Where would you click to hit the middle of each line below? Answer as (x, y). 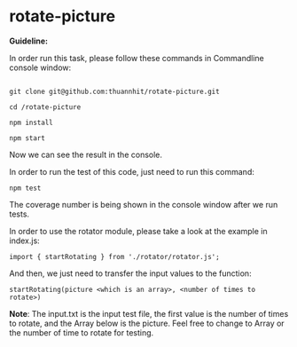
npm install (31, 122)
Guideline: (29, 41)
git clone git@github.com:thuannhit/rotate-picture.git (114, 91)
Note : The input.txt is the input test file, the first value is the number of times (149, 313)
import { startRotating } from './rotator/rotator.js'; (114, 256)
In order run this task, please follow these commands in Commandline (137, 58)
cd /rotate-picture (45, 107)
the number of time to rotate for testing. (82, 332)
